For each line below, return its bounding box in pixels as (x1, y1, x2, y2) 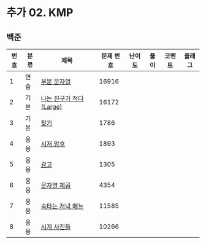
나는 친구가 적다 (40, 95, 84, 103)
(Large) (40, 103, 63, 111)
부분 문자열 (40, 77, 71, 86)
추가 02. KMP (6, 6, 74, 20)
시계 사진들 (40, 222, 71, 231)
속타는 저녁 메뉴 (40, 202, 84, 210)
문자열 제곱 (40, 181, 71, 189)
